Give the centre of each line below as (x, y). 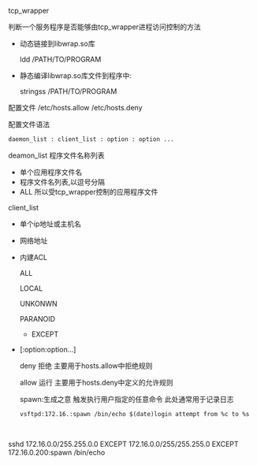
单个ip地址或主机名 (50, 224)
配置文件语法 (29, 124)
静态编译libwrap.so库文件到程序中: (75, 76)
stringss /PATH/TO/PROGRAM (68, 91)
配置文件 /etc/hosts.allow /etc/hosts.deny (76, 108)
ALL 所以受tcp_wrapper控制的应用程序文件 (89, 192)
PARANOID (37, 318)
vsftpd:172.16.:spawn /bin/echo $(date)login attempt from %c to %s (134, 414)
